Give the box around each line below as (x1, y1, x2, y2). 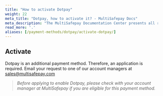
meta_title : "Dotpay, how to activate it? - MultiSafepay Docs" (5, 16, 138, 21)
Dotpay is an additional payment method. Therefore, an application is (5, 60, 143, 66)
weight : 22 (5, 12, 27, 16)
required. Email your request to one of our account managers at (5, 65, 132, 71)
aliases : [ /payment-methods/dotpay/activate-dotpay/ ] (5, 30, 116, 34)
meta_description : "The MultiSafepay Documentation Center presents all (5, 20, 155, 26)
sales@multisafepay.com (5, 71, 55, 77)
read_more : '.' (5, 25, 36, 30)
